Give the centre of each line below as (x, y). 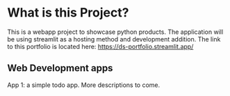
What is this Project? (68, 13)
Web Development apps (60, 68)
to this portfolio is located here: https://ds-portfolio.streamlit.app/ (100, 46)
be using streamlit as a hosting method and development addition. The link (114, 39)
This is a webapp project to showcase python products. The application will (115, 32)
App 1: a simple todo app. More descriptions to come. (84, 85)
